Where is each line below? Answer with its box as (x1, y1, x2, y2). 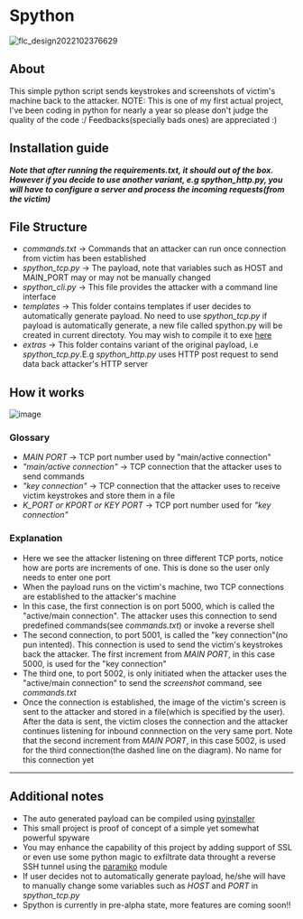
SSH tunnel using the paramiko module (22, 860, 168, 872)
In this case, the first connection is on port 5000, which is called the (22, 600, 275, 611)
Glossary (9, 431, 50, 444)
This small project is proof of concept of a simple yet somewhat (22, 822, 260, 833)
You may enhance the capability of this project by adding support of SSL (22, 841, 293, 852)
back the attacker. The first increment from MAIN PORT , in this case (22, 648, 275, 660)
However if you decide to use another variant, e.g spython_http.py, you (9, 173, 283, 185)
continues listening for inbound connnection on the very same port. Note (22, 725, 293, 736)
